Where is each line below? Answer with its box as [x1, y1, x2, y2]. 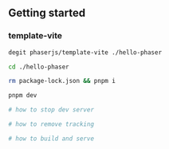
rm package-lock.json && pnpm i [8, 77, 116, 85]
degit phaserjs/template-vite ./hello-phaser [8, 48, 162, 57]
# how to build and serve [8, 135, 94, 143]
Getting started [8, 6, 86, 20]
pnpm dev [8, 92, 37, 100]
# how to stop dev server [8, 106, 94, 114]
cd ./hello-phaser [8, 63, 69, 71]
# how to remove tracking [8, 120, 94, 128]
